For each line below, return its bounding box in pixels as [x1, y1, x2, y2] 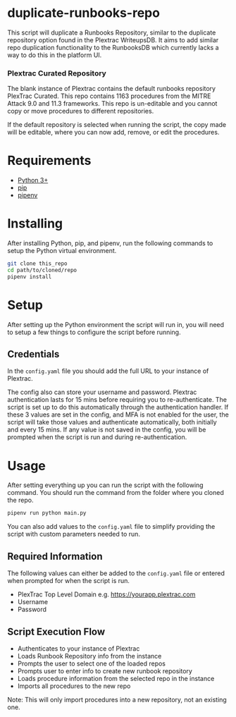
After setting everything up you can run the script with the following [7, 481, 204, 489]
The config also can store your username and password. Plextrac [7, 388, 197, 396]
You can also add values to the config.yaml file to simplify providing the [7, 522, 216, 531]
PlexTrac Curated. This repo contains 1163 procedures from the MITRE [7, 92, 211, 100]
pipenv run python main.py [7, 510, 87, 517]
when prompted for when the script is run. [7, 577, 130, 585]
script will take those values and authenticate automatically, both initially [7, 418, 217, 427]
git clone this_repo [7, 260, 68, 267]
